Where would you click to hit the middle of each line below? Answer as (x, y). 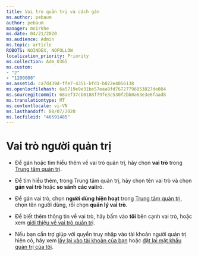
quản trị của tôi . (34, 247)
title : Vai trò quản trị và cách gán (53, 12)
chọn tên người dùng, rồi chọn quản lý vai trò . (71, 205)
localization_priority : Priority (48, 56)
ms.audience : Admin (30, 39)
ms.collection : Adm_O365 (37, 61)
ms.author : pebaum (29, 17)
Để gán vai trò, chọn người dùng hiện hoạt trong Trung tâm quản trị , (98, 199)
